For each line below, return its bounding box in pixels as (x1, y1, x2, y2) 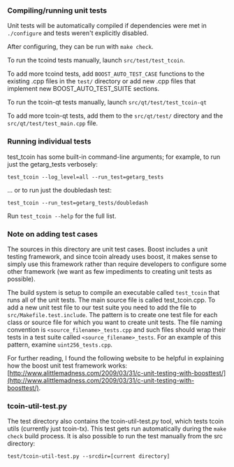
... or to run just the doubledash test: (7, 186, 112, 194)
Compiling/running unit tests (7, 6, 108, 15)
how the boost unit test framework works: (7, 361, 128, 370)
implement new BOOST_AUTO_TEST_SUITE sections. (7, 85, 160, 93)
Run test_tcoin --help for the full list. (7, 211, 117, 220)
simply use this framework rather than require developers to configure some (7, 260, 227, 268)
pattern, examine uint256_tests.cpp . (7, 340, 113, 349)
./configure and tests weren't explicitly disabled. (7, 29, 149, 37)
